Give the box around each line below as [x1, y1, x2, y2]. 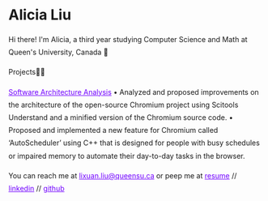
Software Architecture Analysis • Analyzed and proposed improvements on [8, 87, 259, 96]
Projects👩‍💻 [8, 67, 46, 77]
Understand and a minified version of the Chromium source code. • [8, 112, 233, 122]
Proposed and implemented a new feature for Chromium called [8, 126, 219, 135]
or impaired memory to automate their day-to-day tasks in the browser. [8, 151, 245, 160]
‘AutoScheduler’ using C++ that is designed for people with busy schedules [8, 138, 261, 148]
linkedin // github [8, 183, 65, 193]
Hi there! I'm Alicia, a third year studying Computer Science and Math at [8, 34, 249, 44]
